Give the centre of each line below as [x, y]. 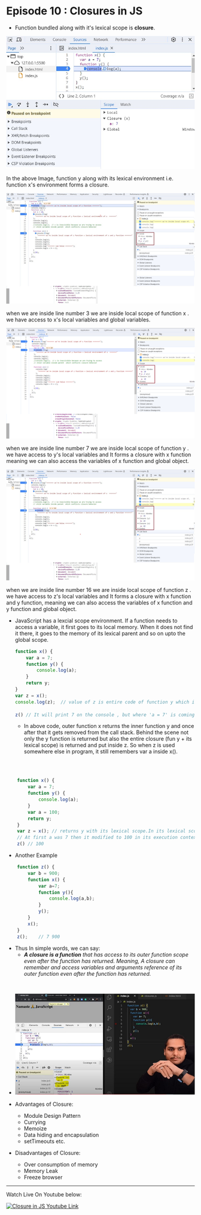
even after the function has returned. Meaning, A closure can [99, 961]
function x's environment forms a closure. [58, 185]
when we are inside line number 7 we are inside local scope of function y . [98, 449]
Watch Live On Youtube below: [44, 1195]
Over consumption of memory [61, 1165]
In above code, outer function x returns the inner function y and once [109, 726]
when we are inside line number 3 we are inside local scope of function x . [98, 314]
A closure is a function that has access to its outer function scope [106, 954]
